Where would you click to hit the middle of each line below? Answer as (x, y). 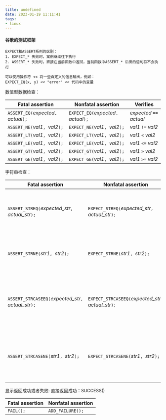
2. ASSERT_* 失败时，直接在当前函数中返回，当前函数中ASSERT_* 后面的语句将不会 (80, 62)
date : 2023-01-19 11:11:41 (33, 14)
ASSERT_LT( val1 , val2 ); (36, 135)
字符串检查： (18, 172)
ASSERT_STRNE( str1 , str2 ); (39, 254)
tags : (11, 19)
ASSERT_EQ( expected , (32, 113)
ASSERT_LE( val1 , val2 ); (36, 143)
